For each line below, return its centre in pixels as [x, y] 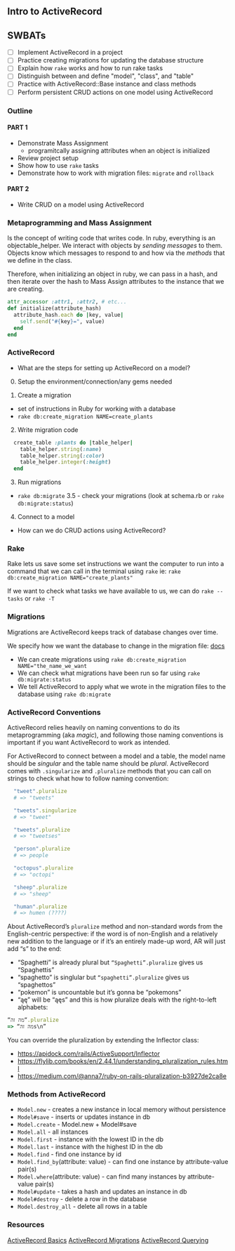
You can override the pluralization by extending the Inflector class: [103, 1040]
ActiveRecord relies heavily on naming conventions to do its [94, 728]
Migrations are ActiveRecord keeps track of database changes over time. [113, 632]
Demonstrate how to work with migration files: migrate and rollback [116, 173]
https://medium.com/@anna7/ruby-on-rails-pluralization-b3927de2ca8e [122, 1076]
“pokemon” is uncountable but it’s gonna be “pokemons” [99, 993]
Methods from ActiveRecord [56, 1094]
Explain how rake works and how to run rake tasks [90, 68]
